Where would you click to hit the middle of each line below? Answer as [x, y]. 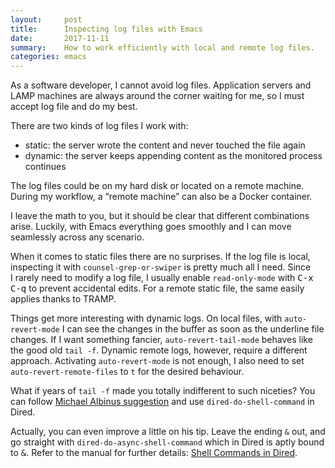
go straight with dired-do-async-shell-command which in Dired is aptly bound [167, 442]
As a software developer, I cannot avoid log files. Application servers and [161, 85]
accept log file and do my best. [74, 107]
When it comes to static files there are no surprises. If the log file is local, [160, 257]
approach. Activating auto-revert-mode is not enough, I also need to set [157, 361]
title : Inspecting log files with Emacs [106, 29]
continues [45, 167]
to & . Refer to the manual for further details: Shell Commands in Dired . [154, 453]
